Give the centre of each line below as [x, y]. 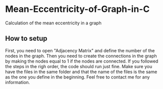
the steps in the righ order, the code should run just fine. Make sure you [79, 66]
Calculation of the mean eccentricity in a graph [53, 23]
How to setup [26, 39]
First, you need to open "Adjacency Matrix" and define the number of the [80, 50]
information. [18, 82]
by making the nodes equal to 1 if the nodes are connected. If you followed [82, 61]
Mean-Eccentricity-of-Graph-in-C [78, 9]
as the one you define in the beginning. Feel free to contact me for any [78, 77]
